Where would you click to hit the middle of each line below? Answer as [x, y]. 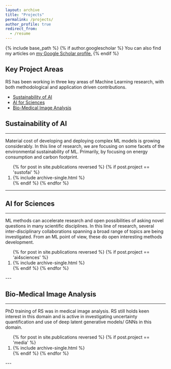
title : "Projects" [25, 15]
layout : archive [22, 10]
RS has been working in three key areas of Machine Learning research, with [85, 81]
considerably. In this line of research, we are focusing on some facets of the [85, 146]
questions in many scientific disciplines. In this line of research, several [80, 226]
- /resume [20, 34]
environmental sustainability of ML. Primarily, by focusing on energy [77, 151]
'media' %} [24, 343]
